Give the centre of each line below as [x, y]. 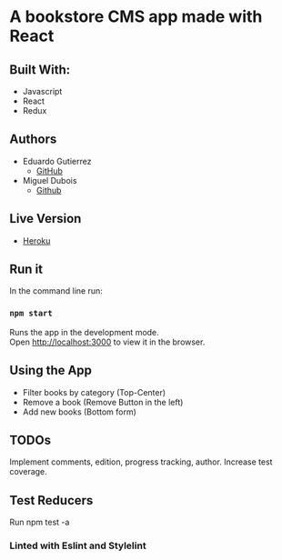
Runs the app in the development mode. [84, 332]
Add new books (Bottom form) [79, 412]
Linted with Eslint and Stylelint [78, 545]
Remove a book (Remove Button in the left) [103, 402]
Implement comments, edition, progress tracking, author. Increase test [141, 462]
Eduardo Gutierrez [57, 161]
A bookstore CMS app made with [136, 17]
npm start [31, 314]
